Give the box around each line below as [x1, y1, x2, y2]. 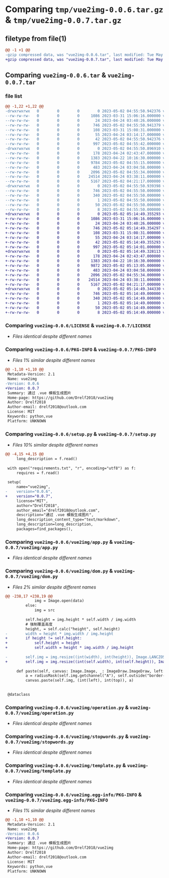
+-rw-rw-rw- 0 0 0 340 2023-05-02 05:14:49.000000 [5, 296, 161, 301]
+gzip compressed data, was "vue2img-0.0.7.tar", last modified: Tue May [5, 57, 163, 62]
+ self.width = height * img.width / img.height [5, 645, 134, 650]
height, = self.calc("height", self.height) [25, 626, 121, 631]
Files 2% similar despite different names [12, 584, 97, 590]
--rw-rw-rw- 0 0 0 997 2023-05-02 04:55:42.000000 [5, 141, 161, 147]
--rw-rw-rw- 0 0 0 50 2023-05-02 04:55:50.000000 [5, 202, 161, 207]
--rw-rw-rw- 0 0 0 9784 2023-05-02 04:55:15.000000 [5, 160, 161, 165]
